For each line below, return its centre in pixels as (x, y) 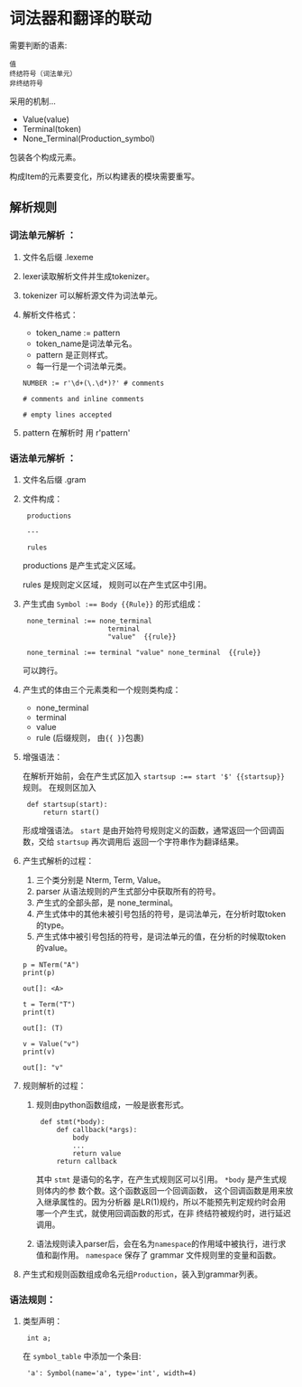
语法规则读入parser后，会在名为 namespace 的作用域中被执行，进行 (157, 1243)
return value (97, 1153)
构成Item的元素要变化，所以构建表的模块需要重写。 (105, 176)
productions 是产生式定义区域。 (82, 565)
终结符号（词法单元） (43, 73)
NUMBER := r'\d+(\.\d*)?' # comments (93, 383)
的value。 (54, 947)
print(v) (39, 1052)
